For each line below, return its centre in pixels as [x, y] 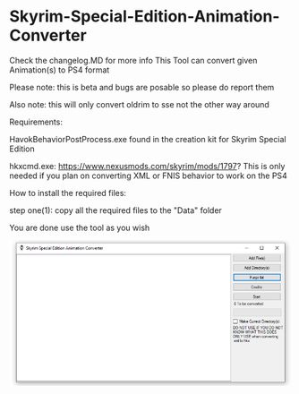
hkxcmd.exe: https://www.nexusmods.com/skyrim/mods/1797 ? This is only [147, 166]
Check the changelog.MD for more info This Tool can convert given [133, 60]
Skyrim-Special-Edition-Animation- [145, 17]
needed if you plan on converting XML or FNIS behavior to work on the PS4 [149, 176]
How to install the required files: [68, 193]
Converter [48, 35]
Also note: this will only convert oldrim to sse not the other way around [140, 104]
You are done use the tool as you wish [80, 227]
